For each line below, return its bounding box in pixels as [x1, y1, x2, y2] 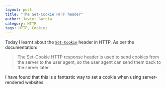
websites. [24, 80, 45, 86]
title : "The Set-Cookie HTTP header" [5, 12, 83, 17]
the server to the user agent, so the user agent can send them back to [17, 59, 161, 65]
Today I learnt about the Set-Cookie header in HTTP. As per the [5, 39, 134, 45]
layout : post [5, 7, 32, 12]
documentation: [5, 44, 38, 50]
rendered [5, 80, 24, 86]
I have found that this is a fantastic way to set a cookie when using [5, 74, 142, 80]
